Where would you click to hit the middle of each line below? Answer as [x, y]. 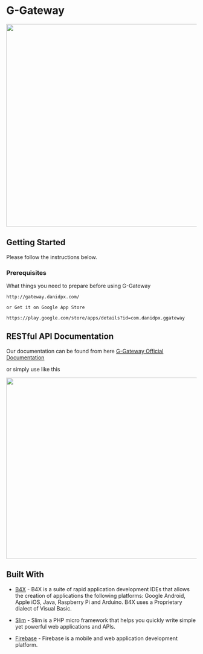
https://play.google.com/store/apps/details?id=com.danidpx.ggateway [96, 318]
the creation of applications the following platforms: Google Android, [100, 595]
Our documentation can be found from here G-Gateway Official [85, 351]
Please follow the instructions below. [52, 257]
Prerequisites [26, 272]
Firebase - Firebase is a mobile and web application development [96, 638]
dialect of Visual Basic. [43, 608]
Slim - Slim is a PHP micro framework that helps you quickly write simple [105, 620]
